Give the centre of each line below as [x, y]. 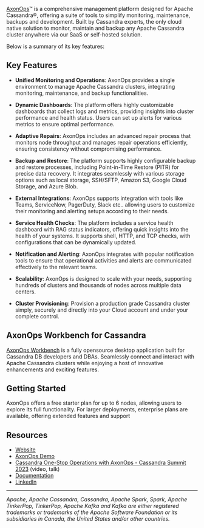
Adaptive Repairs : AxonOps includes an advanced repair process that [103, 135]
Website [25, 450]
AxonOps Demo [35, 456]
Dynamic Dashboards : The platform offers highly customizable [94, 105]
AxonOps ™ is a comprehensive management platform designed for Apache [100, 9]
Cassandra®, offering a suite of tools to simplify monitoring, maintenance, [98, 15]
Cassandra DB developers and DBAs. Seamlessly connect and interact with [100, 356]
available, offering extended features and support [68, 416]
